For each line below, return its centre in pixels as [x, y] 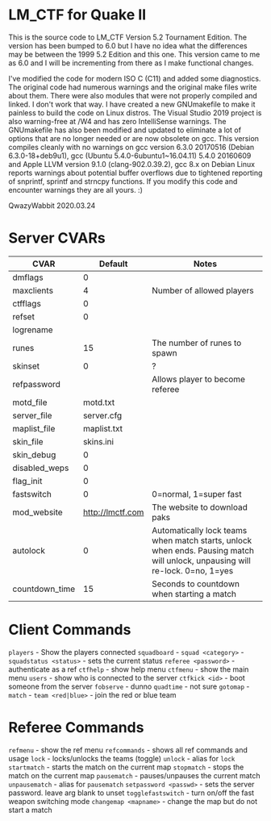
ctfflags [27, 303]
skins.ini [99, 441]
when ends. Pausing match [203, 550]
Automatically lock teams [200, 530]
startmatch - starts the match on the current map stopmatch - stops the [126, 767]
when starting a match [194, 594]
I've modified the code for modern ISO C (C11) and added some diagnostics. [135, 78]
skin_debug [34, 455]
